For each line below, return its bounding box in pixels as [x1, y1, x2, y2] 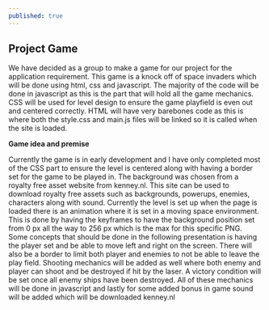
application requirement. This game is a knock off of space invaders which [8, 72, 257, 82]
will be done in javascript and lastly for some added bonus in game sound [8, 284, 254, 294]
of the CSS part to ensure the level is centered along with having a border [8, 163, 253, 173]
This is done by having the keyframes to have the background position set [8, 215, 255, 225]
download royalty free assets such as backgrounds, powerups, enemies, [8, 189, 250, 199]
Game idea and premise [8, 139, 90, 149]
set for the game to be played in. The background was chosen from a [8, 172, 239, 182]
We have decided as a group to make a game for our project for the [8, 63, 233, 73]
